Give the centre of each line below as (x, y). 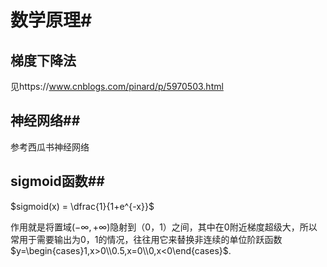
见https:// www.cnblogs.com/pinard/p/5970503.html (117, 86)
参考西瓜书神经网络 (50, 147)
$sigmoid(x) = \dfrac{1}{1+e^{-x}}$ (82, 206)
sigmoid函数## (57, 181)
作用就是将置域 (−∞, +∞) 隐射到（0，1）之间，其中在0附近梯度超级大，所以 (164, 227)
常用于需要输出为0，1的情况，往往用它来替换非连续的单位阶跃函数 (146, 239)
